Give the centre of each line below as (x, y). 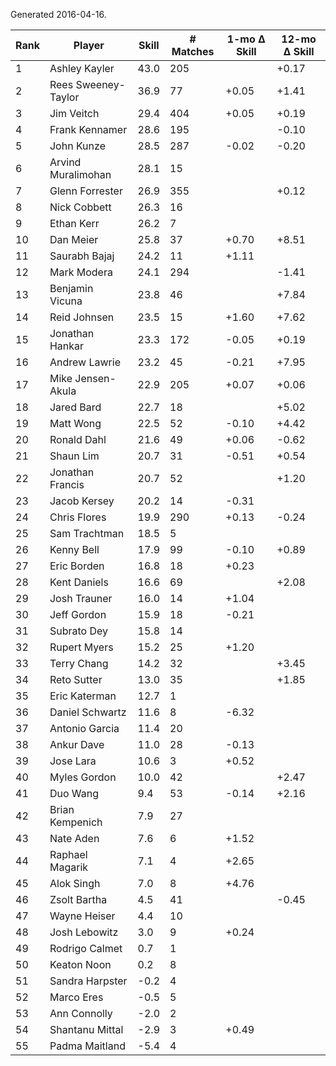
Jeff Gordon (78, 614)
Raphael (68, 854)
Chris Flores (78, 517)
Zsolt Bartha (78, 899)
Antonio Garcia (84, 728)
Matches (193, 51)
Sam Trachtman (87, 533)
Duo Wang (74, 793)
